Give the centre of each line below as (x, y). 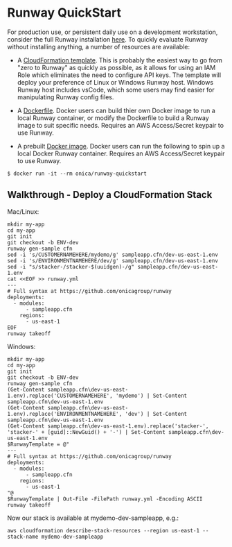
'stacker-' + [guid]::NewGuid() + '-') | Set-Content (87, 432)
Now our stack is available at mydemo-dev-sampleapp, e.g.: (93, 518)
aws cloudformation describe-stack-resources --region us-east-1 (103, 530)
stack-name (23, 537)
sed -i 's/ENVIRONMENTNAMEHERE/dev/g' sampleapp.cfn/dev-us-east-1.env (113, 261)
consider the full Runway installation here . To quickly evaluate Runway (108, 39)
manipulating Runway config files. (65, 97)
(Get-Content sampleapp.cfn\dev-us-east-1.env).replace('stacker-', (108, 426)
